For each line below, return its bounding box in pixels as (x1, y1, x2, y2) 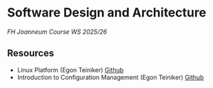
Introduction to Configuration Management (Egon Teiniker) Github (17, 73, 204, 81)
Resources (7, 47, 54, 59)
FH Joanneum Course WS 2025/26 (7, 27, 108, 36)
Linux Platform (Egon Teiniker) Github (17, 65, 124, 74)
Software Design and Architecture (7, 5, 207, 21)
